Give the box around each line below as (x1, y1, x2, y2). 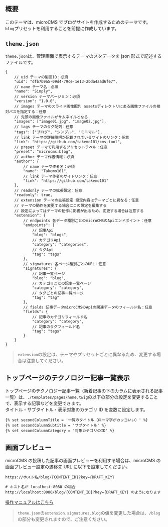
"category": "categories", (32, 242, 89, 247)
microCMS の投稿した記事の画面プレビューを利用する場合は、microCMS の (5, 458, 161, 464)
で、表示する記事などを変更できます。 (5, 400, 84, 406)
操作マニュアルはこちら (5, 499, 54, 505)
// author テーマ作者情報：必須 (14, 154, 74, 159)
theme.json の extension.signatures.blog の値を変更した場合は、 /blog (17, 510, 160, 516)
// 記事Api (32, 228, 54, 233)
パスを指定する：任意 (9, 109, 47, 114)
